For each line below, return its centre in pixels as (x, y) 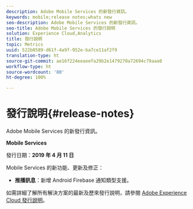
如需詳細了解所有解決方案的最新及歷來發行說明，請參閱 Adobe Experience (97, 193)
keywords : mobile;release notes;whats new (59, 17)
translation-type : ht (33, 55)
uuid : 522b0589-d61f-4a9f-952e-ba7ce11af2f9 (62, 50)
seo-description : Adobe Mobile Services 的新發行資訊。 (73, 22)
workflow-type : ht (29, 66)
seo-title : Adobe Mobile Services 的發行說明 (61, 28)
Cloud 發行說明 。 (27, 200)
